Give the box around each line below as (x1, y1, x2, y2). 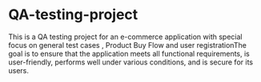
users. (8, 65, 30, 75)
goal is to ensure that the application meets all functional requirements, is (8, 49, 251, 58)
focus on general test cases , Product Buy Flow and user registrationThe (8, 40, 247, 49)
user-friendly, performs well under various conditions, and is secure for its (8, 57, 254, 67)
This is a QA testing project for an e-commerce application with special (8, 32, 243, 41)
